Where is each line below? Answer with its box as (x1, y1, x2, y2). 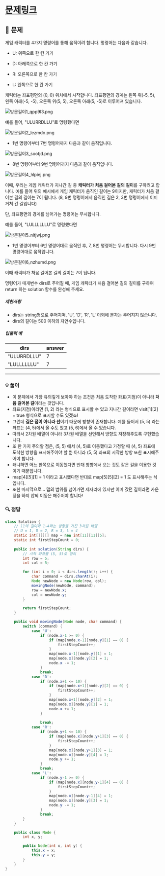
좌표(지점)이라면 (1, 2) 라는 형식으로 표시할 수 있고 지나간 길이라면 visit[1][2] (12, 406, 159, 412)
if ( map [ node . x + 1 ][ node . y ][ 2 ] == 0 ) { (49, 684, 129, 689)
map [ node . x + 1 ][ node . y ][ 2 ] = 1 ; (49, 697, 113, 702)
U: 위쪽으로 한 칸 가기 (12, 50, 54, 56)
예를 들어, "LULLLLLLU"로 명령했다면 (5, 221, 77, 227)
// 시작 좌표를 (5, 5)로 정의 (23, 551, 76, 556)
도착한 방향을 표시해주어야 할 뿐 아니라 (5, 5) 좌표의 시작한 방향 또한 (12, 449, 142, 455)
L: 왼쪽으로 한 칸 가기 (12, 82, 53, 87)
